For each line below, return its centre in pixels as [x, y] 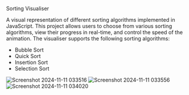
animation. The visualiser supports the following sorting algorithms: [88, 38]
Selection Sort [32, 69]
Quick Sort [28, 56]
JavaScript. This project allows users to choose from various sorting [89, 26]
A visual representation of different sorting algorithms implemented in [91, 20]
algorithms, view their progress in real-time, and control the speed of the [94, 32]
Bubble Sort [29, 50]
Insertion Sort [31, 62]
